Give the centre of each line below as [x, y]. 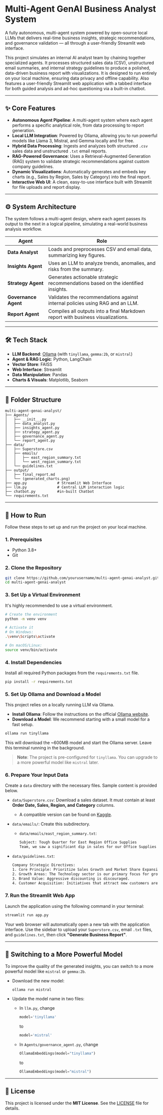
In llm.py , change [37, 1008]
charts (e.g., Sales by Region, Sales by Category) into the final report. [81, 177]
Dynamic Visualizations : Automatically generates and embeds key [79, 171]
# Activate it [19, 628]
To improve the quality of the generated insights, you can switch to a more [79, 966]
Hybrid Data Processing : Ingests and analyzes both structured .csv [80, 146]
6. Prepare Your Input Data [37, 775]
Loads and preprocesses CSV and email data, [100, 249]
